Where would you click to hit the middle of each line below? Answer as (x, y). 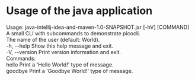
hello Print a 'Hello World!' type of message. (60, 64)
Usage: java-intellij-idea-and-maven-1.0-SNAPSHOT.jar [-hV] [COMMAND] (98, 27)
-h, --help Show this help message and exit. (60, 46)
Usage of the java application (79, 11)
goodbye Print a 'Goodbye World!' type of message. (70, 71)
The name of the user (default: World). (53, 39)
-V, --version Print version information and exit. (64, 52)
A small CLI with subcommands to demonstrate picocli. (73, 33)
